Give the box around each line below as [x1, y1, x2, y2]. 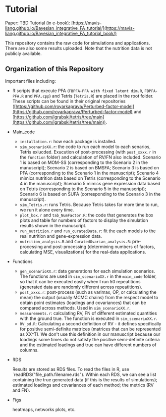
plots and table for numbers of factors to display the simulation [19, 217, 148, 223]
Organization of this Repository [5, 65, 104, 73]
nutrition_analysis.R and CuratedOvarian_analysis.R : [19, 238, 131, 244]
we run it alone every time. [19, 207, 74, 212]
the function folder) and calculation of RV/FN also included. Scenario [19, 154, 161, 160]
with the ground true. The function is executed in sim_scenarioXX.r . [19, 315, 158, 321]
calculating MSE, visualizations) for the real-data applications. [19, 249, 146, 255]
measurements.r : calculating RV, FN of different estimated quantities [19, 310, 157, 316]
